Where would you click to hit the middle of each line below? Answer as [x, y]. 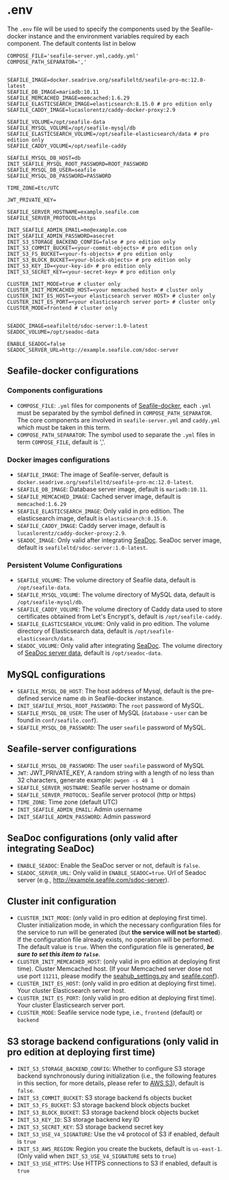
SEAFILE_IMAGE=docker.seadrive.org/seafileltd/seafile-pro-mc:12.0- [107, 80]
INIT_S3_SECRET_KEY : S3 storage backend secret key [90, 1127]
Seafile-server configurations [72, 749]
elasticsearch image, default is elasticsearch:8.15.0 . [92, 518]
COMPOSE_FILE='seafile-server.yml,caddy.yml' [73, 56]
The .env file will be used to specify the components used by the [98, 29]
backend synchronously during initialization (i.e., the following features [117, 1076]
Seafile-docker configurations [73, 371]
